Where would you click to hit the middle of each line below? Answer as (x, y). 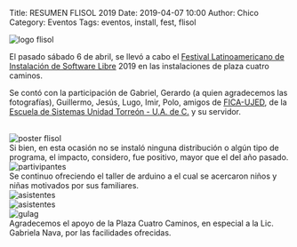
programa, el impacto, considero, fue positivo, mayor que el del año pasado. (149, 157)
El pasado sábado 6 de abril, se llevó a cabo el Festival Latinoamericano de (147, 56)
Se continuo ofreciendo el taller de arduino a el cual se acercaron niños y (143, 176)
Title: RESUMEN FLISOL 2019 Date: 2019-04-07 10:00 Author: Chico (134, 13)
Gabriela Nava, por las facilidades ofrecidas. (90, 233)
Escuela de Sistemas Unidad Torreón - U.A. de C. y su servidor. (125, 112)
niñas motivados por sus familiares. (74, 185)
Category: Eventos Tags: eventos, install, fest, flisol (103, 22)
